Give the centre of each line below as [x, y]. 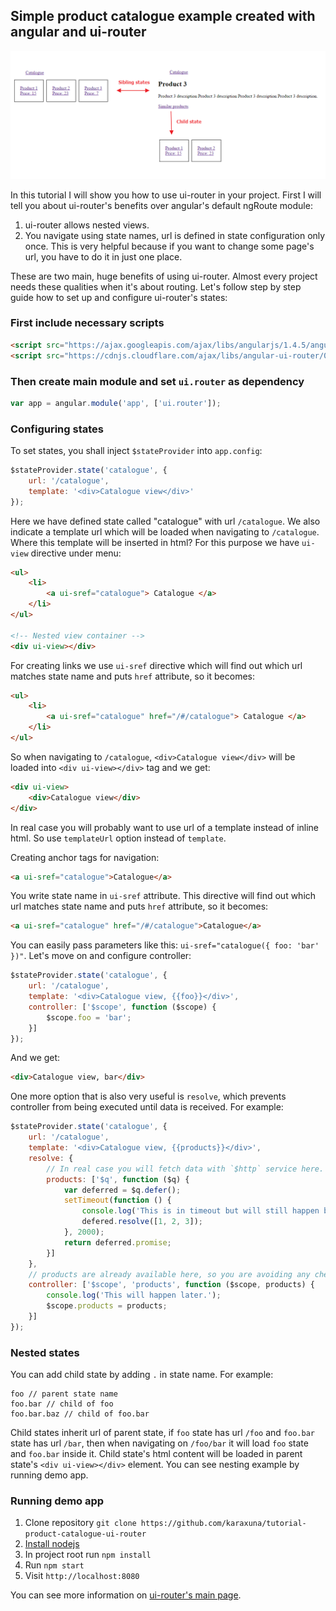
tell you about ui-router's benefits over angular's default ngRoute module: [161, 205]
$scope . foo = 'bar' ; [89, 1017]
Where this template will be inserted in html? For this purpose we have [155, 542]
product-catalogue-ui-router [85, 1534]
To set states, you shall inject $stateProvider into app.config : [136, 451]
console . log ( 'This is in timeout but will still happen [200, 1211]
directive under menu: [76, 553]
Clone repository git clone [80, 1523]
